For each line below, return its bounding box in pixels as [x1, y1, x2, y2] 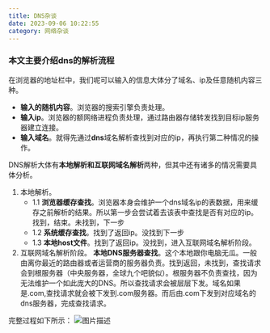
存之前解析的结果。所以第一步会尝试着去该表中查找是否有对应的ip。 [32, 207, 259, 217]
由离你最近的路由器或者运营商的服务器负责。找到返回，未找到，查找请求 [19, 258, 261, 268]
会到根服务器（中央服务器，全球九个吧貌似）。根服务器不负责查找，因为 [19, 268, 258, 277]
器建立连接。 [19, 122, 63, 132]
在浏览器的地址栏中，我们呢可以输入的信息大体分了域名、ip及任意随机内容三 [8, 74, 263, 85]
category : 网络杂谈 [8, 27, 70, 35]
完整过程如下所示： [8, 315, 73, 325]
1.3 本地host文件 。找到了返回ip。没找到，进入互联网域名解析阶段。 [32, 238, 256, 247]
